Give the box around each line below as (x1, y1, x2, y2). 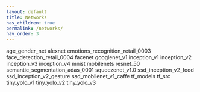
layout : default (6, 8, 47, 15)
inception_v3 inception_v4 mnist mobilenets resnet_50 (6, 60, 140, 68)
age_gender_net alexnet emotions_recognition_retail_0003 (6, 47, 151, 54)
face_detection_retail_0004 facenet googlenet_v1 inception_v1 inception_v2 (6, 54, 192, 61)
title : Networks (6, 14, 47, 20)
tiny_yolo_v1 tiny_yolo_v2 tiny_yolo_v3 (6, 79, 96, 87)
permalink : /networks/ (6, 25, 63, 32)
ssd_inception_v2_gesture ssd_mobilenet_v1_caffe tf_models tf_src (6, 73, 170, 80)
